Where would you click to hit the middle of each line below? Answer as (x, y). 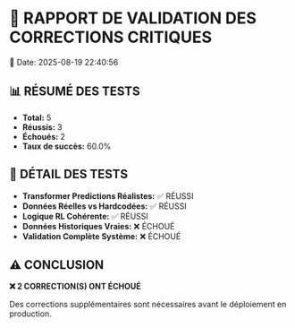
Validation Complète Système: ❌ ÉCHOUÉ (101, 236)
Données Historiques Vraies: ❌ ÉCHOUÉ (98, 226)
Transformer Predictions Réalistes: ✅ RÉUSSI (108, 195)
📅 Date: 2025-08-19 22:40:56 (64, 62)
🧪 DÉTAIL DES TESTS (68, 174)
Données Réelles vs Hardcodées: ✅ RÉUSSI (105, 206)
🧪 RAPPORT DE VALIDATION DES (133, 18)
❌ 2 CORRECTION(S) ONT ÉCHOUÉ (75, 287)
